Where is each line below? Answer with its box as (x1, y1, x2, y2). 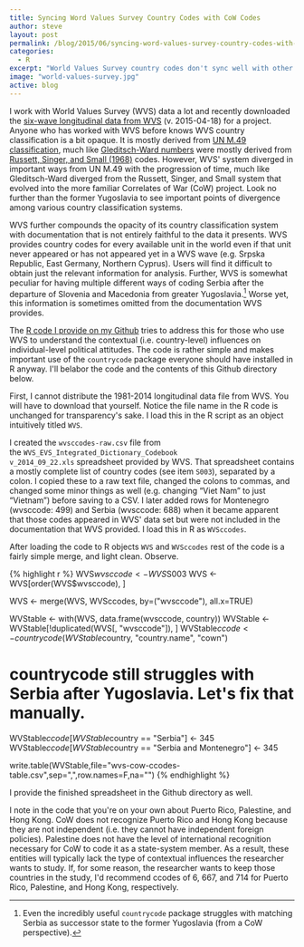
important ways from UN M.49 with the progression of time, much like (9, 163, 270, 174)
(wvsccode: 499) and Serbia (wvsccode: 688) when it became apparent (9, 505, 279, 516)
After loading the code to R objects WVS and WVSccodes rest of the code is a (9, 541, 285, 553)
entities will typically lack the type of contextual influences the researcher (9, 853, 285, 864)
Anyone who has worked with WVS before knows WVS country (9, 124, 245, 136)
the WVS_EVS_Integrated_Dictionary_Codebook (9, 447, 178, 458)
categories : (9, 47, 54, 56)
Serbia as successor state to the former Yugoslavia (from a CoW (22, 917, 263, 929)
